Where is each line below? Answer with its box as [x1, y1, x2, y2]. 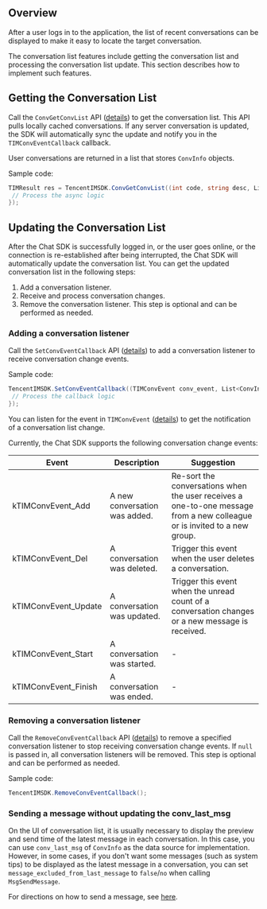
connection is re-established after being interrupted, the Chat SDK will [8, 251, 238, 260]
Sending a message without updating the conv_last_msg [8, 808, 231, 819]
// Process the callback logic [11, 393, 115, 401]
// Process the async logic [11, 191, 105, 200]
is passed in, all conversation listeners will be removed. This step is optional [8, 750, 257, 759]
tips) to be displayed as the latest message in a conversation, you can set [8, 860, 249, 869]
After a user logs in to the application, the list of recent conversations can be [8, 27, 259, 37]
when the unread [171, 585, 235, 596]
